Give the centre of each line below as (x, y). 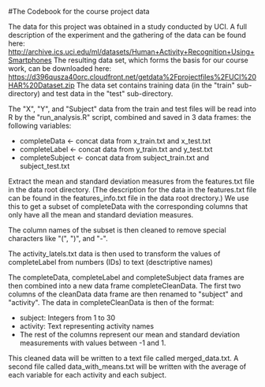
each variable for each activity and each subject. (88, 375)
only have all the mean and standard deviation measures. (101, 215)
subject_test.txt (45, 166)
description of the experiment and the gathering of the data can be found (127, 35)
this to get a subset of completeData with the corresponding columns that (128, 207)
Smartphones (30, 60)
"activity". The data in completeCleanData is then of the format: (111, 302)
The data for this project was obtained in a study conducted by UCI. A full (127, 26)
